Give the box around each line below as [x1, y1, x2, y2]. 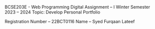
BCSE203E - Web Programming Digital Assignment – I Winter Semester [4, 4, 151, 10]
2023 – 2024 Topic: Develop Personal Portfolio [4, 9, 100, 15]
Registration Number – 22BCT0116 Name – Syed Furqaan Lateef [4, 19, 135, 24]
